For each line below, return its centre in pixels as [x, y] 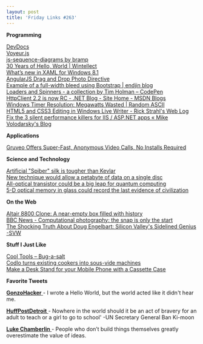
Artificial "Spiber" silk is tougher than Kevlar [61, 171]
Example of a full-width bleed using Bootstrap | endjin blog [80, 85]
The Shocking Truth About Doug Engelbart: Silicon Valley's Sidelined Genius [101, 226]
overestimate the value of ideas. [46, 335]
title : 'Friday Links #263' [42, 18]
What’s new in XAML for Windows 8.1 [52, 72]
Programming [24, 35]
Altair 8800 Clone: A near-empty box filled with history [75, 213]
